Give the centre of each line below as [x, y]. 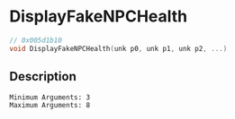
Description [43, 76]
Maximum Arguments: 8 [50, 105]
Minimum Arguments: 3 [50, 97]
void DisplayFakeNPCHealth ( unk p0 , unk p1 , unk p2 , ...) [118, 48]
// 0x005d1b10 [36, 40]
